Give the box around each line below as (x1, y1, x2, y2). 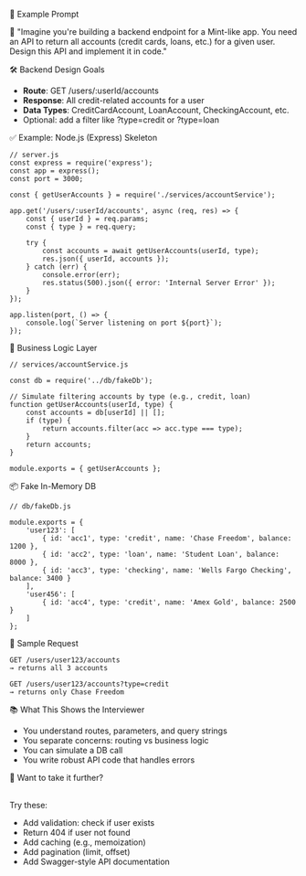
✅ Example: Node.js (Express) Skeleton (9, 133, 158, 143)
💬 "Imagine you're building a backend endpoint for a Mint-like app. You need (9, 27, 298, 37)
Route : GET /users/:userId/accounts (22, 85, 160, 96)
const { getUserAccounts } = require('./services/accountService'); (9, 190, 276, 199)
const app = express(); (9, 166, 100, 176)
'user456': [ (26, 590, 76, 599)
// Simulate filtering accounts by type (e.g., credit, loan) (9, 392, 251, 401)
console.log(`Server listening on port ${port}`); (26, 318, 223, 327)
